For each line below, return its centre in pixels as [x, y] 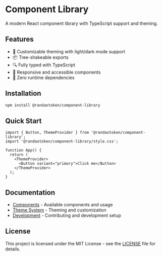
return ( [19, 155]
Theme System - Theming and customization [60, 210]
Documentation [30, 192]
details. [13, 249]
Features [19, 39]
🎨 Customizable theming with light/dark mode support [69, 51]
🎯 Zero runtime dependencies [43, 78]
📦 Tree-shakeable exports [41, 57]
